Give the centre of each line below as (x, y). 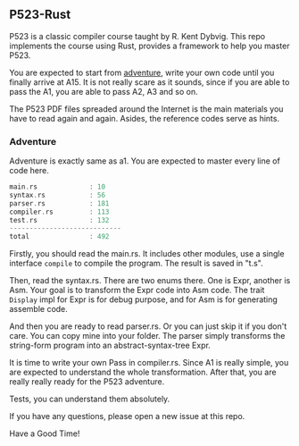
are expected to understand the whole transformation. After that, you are (143, 372)
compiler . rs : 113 (59, 212)
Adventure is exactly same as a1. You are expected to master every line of (145, 161)
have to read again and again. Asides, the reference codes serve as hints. (144, 118)
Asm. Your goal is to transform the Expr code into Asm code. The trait (137, 290)
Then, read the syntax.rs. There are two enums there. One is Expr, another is (150, 281)
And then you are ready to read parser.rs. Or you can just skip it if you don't (148, 326)
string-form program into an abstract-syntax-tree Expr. (110, 345)
